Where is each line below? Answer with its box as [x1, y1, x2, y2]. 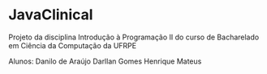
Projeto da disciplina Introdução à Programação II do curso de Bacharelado [8, 32, 260, 42]
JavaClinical [8, 6, 93, 24]
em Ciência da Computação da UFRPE [8, 40, 136, 50]
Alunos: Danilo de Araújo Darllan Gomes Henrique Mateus [8, 56, 202, 66]
